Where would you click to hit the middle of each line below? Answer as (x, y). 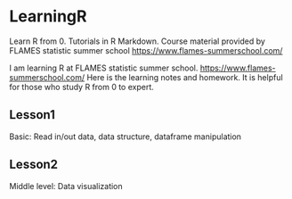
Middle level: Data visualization (66, 186)
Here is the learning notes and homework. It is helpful (185, 77)
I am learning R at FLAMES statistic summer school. (104, 68)
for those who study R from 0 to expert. (81, 87)
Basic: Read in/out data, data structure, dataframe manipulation (126, 137)
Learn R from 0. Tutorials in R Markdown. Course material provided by (137, 41)
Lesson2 (34, 165)
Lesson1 (32, 115)
